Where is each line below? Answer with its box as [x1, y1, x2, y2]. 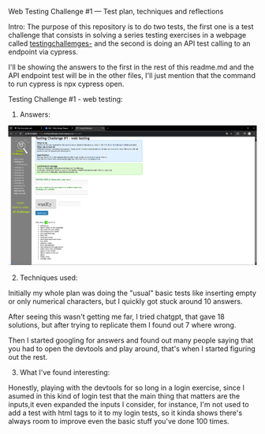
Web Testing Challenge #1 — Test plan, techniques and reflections [8, 7, 224, 16]
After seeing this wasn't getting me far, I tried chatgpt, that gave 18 [8, 312, 225, 322]
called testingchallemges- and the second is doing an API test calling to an [8, 39, 251, 48]
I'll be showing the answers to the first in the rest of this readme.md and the [8, 62, 255, 72]
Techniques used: [19, 273, 78, 282]
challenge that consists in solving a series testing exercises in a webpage [8, 31, 247, 39]
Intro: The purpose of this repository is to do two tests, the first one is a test [8, 22, 254, 31]
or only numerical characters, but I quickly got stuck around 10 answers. [8, 297, 243, 306]
